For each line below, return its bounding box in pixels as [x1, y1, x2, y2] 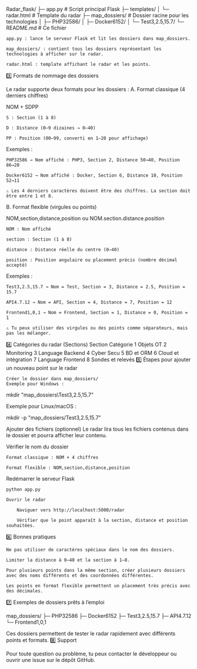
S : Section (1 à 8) [6, 115, 57, 121]
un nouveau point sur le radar [6, 365, 78, 371]
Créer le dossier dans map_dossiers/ [6, 376, 99, 382]
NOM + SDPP [6, 104, 39, 110]
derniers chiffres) [6, 92, 48, 99]
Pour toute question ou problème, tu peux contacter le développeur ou [6, 650, 177, 657]
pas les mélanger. [6, 330, 51, 336]
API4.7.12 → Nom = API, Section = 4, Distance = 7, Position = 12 [6, 299, 172, 305]
